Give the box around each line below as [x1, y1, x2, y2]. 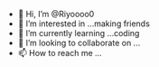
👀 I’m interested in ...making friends [17, 18, 151, 29]
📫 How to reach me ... [17, 48, 102, 58]
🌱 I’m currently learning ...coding [17, 28, 140, 38]
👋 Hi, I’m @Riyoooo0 [17, 9, 95, 19]
